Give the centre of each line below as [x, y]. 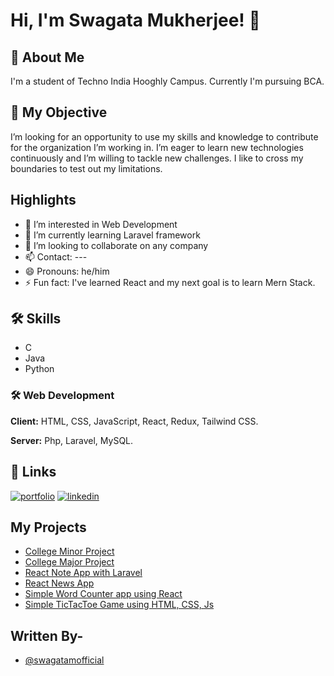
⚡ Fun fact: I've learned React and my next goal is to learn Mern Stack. [170, 282]
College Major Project [69, 562]
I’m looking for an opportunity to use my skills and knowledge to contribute [164, 136]
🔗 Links [33, 472]
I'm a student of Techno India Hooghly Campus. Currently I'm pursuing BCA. [167, 81]
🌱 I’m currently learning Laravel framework [112, 235]
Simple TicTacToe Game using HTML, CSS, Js [119, 605]
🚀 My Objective [59, 112]
